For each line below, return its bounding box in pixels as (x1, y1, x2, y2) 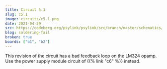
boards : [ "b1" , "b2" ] (5, 39, 50, 44)
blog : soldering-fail (5, 30, 50, 35)
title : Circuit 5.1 (5, 7, 46, 12)
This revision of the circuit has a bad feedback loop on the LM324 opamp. (5, 53, 157, 59)
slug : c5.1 (5, 12, 28, 17)
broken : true (5, 35, 32, 40)
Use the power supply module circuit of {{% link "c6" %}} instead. (5, 58, 141, 64)
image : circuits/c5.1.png (5, 16, 59, 21)
